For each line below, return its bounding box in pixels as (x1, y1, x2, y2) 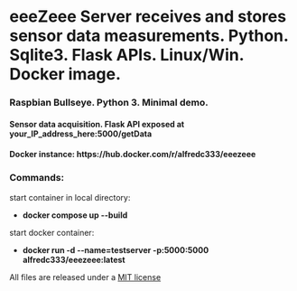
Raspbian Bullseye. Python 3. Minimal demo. (9, 97, 209, 109)
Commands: (9, 172, 65, 184)
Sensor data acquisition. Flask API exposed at (9, 118, 185, 129)
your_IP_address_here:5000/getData (9, 128, 153, 139)
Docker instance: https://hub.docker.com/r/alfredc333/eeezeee (9, 149, 256, 160)
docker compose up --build (22, 210, 128, 221)
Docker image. (9, 64, 122, 85)
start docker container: (9, 227, 95, 238)
